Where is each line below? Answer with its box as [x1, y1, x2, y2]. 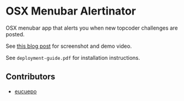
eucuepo [14, 88, 37, 95]
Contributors [5, 71, 56, 82]
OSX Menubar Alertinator [5, 4, 136, 18]
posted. [5, 30, 25, 37]
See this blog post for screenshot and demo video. [5, 42, 132, 50]
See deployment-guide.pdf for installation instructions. [5, 54, 140, 61]
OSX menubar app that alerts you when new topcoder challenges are [5, 24, 178, 31]
